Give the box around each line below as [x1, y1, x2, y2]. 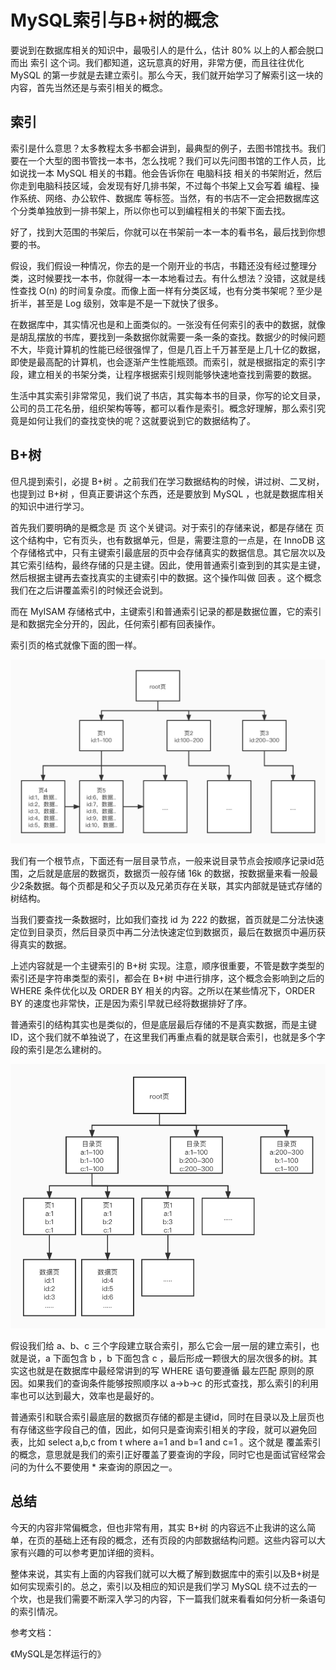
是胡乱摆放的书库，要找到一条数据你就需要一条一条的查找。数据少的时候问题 [10, 331, 326, 343]
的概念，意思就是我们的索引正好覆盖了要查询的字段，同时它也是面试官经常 [10, 1448, 317, 1460]
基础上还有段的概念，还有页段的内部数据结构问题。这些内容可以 [53, 1534, 317, 1546]
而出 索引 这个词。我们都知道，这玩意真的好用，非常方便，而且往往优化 [10, 56, 305, 68]
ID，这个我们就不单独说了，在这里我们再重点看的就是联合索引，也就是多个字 [10, 1031, 326, 1043]
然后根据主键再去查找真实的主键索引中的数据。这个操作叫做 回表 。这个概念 [10, 571, 322, 583]
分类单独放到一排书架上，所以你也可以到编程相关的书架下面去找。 [18, 204, 291, 216]
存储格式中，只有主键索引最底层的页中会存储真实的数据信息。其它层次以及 [18, 546, 326, 558]
